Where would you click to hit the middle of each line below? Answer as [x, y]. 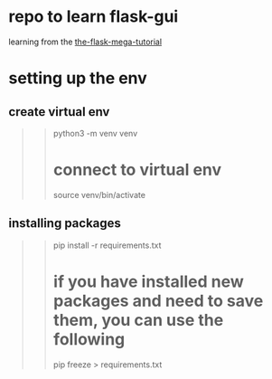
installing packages [65, 223]
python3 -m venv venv [95, 133]
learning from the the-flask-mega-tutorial [85, 42]
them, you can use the [138, 320]
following [89, 339]
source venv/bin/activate [99, 194]
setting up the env [78, 78]
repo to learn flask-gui [94, 17]
